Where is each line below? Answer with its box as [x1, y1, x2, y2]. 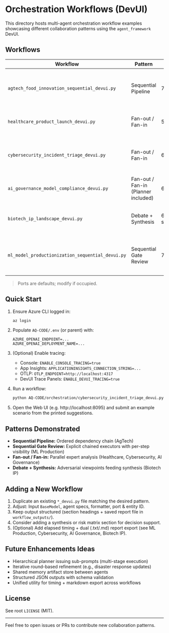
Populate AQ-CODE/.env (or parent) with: [12, 327, 94, 333]
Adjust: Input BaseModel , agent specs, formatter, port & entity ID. [12, 503, 145, 510]
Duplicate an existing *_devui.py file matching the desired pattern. [12, 498, 150, 504]
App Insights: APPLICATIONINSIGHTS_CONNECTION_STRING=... [20, 365, 141, 371]
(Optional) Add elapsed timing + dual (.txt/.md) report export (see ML [12, 525, 156, 531]
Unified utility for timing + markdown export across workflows [12, 580, 141, 586]
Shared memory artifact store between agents [12, 568, 109, 575]
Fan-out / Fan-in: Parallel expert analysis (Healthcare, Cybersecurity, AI [12, 454, 162, 460]
